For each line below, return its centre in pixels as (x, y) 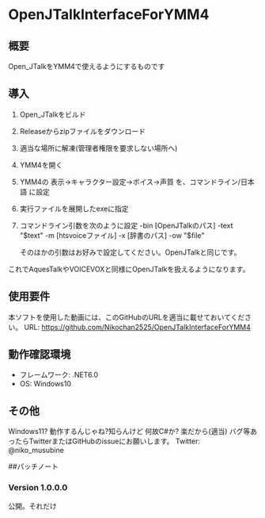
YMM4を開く (41, 165)
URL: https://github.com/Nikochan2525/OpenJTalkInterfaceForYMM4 (137, 327)
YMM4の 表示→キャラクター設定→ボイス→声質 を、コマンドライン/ (130, 182)
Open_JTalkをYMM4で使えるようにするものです (87, 66)
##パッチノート (34, 466)
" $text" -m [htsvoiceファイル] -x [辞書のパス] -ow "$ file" (112, 235)
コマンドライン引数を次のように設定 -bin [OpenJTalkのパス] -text (126, 225)
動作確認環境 (40, 355)
